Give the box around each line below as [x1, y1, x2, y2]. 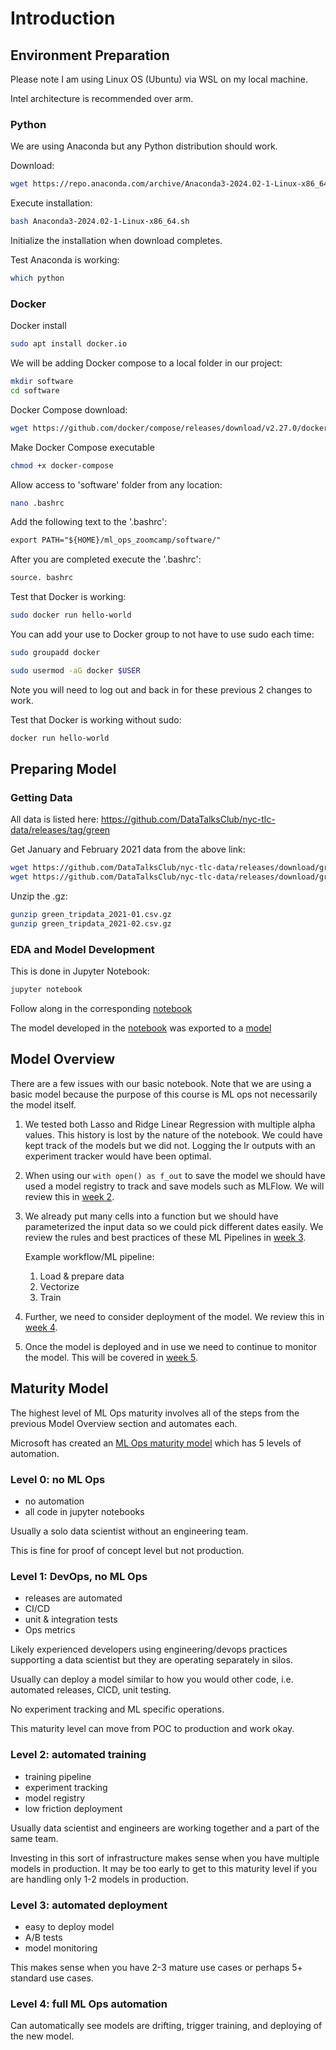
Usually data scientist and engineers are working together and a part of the [10, 1822, 320, 1834]
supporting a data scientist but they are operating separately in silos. [10, 1654, 293, 1666]
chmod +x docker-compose [10, 460, 114, 471]
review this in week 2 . [24, 1190, 115, 1202]
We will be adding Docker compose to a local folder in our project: [10, 357, 283, 369]
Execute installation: [10, 197, 93, 209]
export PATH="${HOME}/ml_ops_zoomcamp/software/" [10, 535, 222, 546]
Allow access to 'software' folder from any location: [10, 478, 223, 491]
